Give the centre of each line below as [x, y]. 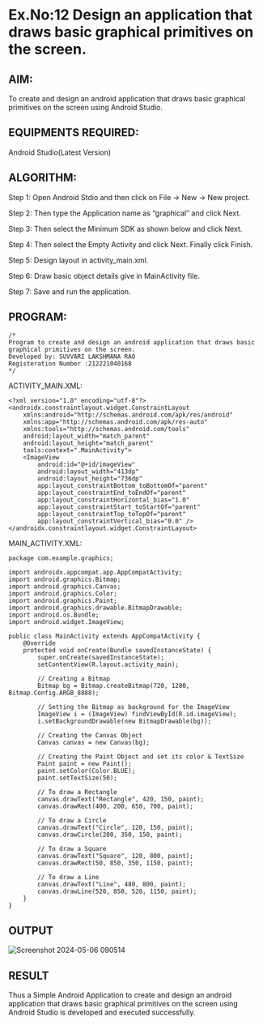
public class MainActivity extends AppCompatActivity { [104, 636]
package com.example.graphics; [61, 558]
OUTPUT [31, 931]
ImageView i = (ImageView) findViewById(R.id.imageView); [137, 715]
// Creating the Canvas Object [90, 736]
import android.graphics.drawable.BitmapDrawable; [95, 608]
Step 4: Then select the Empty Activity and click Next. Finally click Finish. [131, 244]
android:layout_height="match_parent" [88, 443]
